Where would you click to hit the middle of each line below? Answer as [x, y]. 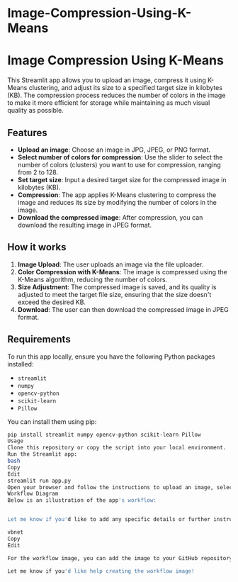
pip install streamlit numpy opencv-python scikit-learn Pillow [104, 435]
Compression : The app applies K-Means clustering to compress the [117, 195]
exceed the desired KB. [52, 302]
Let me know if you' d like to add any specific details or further [109, 520]
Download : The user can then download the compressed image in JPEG [123, 309]
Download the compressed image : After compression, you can [110, 217]
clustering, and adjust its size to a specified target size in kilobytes [126, 88]
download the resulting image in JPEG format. [85, 225]
